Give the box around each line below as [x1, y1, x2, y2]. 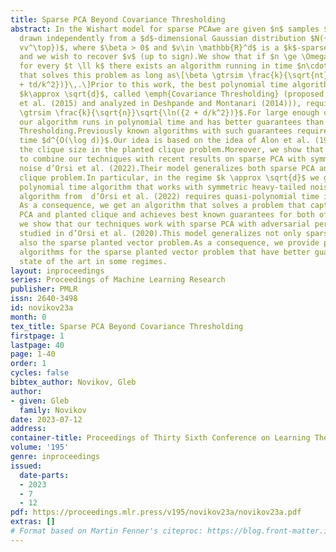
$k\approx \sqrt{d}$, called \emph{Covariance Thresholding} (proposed [19, 89, 325, 99]
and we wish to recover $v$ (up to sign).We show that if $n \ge [19, 52, 298, 62]
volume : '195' [10, 442, 70, 453]
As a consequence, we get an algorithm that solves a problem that [19, 201, 307, 211]
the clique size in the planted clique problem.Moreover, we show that [19, 145, 325, 155]
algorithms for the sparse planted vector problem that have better [19, 247, 311, 257]
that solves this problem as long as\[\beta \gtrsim [19, 71, 244, 81]
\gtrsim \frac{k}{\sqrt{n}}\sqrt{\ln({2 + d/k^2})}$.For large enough [19, 107, 320, 118]
